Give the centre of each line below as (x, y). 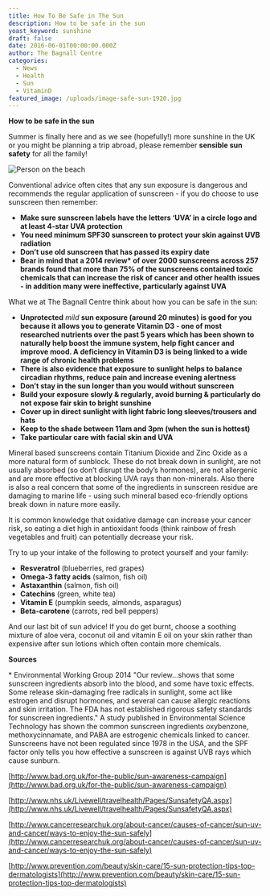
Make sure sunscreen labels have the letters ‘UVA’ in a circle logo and (138, 218)
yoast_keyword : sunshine (50, 31)
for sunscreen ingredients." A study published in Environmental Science (127, 718)
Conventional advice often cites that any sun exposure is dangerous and (128, 185)
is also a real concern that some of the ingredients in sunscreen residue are (133, 487)
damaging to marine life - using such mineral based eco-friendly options (128, 496)
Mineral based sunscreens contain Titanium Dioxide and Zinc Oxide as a (128, 453)
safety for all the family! (48, 154)
